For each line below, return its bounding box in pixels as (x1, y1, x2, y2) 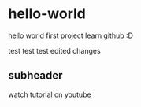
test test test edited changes (8, 46, 101, 55)
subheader (8, 68, 63, 83)
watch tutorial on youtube (8, 90, 92, 99)
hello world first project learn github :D (8, 31, 134, 40)
